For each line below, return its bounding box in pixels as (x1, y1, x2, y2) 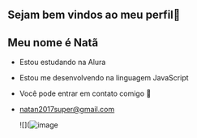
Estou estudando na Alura (19, 58, 106, 67)
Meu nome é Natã (7, 36, 99, 50)
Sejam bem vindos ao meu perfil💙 (7, 8, 181, 22)
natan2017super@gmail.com (19, 105, 115, 114)
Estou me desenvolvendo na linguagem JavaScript (19, 73, 189, 83)
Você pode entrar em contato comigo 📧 (19, 88, 152, 98)
